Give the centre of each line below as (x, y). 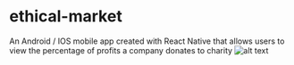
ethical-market (66, 16)
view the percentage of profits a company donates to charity (121, 50)
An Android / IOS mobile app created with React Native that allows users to (147, 41)
